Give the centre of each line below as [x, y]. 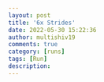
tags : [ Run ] [28, 59]
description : [30, 66]
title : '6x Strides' [42, 23]
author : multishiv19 [42, 37]
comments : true [33, 45]
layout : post [30, 15]
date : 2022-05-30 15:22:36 [52, 30]
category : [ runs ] [37, 52]
